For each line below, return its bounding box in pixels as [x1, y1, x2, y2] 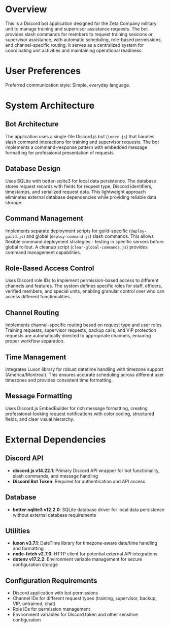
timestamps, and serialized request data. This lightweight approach [5, 189, 146, 195]
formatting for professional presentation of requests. [5, 149, 115, 155]
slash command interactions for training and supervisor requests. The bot [5, 139, 159, 145]
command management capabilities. [5, 249, 81, 255]
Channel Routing [5, 308, 59, 317]
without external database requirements [12, 512, 96, 518]
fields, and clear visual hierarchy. [5, 416, 75, 422]
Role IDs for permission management [12, 606, 90, 612]
